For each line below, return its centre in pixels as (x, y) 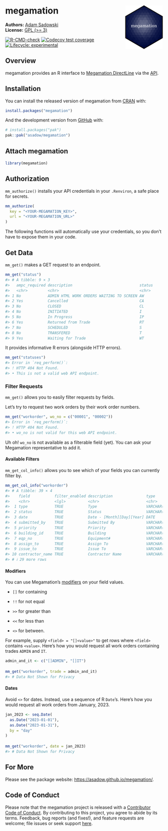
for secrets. (17, 196)
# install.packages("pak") (33, 130)
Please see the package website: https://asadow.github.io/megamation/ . (79, 779)
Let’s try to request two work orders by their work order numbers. (73, 407)
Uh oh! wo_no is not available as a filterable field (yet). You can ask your (78, 442)
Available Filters (22, 459)
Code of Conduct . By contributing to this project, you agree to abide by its (81, 812)
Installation (23, 89)
